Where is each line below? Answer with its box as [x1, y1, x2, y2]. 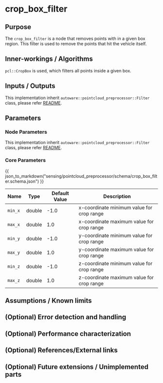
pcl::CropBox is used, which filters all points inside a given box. [5, 68, 131, 73]
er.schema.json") [5, 178, 39, 184]
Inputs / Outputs [5, 82, 56, 90]
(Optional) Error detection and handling [5, 313, 126, 321]
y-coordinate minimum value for [78, 232, 153, 239]
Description [103, 193, 131, 200]
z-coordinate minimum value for [78, 260, 153, 267]
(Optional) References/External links [5, 346, 118, 354]
